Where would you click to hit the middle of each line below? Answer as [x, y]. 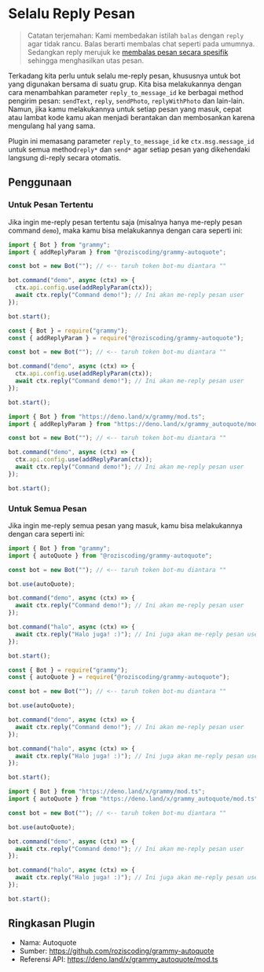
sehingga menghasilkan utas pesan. [86, 61]
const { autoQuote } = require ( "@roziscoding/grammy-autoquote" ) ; [119, 677]
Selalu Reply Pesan [72, 14]
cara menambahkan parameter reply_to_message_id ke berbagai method [126, 92]
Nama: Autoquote [48, 942]
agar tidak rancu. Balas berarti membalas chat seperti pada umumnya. [141, 43]
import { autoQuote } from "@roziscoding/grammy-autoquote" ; [110, 556]
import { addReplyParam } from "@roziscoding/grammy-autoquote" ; [117, 252]
